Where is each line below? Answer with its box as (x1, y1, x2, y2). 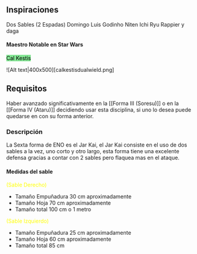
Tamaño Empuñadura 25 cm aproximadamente (14, 229, 131, 237)
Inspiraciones (6, 5, 59, 15)
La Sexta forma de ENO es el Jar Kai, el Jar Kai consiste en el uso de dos (6, 141, 187, 148)
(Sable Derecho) (6, 181, 47, 189)
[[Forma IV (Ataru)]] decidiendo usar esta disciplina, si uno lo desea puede (6, 106, 192, 113)
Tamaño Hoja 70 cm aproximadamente (14, 199, 111, 207)
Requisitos (6, 84, 47, 94)
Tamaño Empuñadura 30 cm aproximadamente (14, 193, 132, 200)
